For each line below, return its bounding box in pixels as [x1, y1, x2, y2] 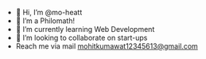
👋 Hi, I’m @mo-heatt [15, 8, 83, 17]
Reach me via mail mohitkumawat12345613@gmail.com [15, 41, 199, 51]
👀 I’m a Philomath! [15, 16, 76, 26]
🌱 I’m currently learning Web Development [15, 25, 155, 33]
